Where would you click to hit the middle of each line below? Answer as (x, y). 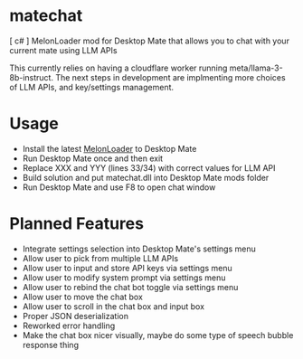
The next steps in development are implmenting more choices (171, 77)
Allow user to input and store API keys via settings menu (127, 268)
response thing (51, 345)
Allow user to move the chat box (82, 297)
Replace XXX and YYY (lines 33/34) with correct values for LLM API (149, 167)
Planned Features (77, 224)
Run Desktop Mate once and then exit (93, 158)
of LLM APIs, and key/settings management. (92, 87)
